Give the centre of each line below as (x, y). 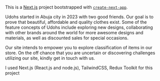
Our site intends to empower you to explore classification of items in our (79, 47)
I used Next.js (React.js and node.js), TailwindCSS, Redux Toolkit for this (79, 68)
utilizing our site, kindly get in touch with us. (50, 58)
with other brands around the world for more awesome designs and (74, 33)
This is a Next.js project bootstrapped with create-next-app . (67, 7)
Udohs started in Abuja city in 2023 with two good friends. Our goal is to (80, 17)
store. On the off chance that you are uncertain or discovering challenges (80, 53)
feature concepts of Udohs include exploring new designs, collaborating (79, 27)
